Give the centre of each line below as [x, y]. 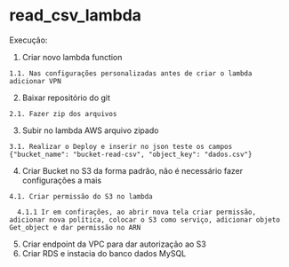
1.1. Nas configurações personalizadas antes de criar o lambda [131, 73]
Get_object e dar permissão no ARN [75, 227]
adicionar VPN [36, 81]
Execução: [28, 40]
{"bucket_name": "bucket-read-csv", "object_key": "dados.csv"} [131, 154]
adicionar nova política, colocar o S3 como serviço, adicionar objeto [144, 220]
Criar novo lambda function [72, 57]
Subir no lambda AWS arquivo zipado [90, 130]
